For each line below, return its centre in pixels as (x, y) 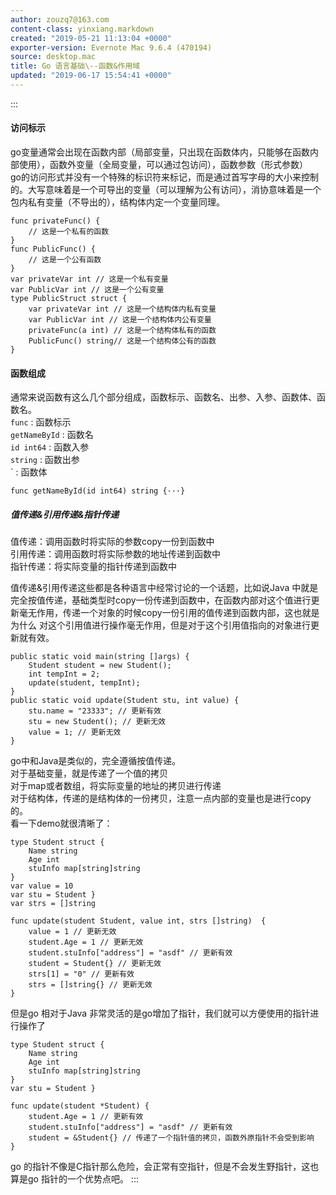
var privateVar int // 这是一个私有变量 (89, 279)
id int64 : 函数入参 (50, 447)
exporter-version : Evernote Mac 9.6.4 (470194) (111, 47)
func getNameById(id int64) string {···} (98, 491)
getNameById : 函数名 (52, 435)
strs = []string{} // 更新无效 (90, 985)
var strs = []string (53, 904)
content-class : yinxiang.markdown (82, 29)
